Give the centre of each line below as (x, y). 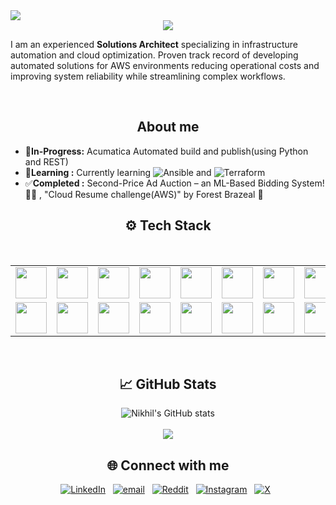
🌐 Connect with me (168, 465)
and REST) (46, 161)
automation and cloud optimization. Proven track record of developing (154, 55)
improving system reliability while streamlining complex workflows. (148, 76)
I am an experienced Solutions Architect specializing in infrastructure (154, 44)
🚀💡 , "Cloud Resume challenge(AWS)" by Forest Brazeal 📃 (144, 194)
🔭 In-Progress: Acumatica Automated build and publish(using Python (166, 151)
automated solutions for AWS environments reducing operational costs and (165, 65)
